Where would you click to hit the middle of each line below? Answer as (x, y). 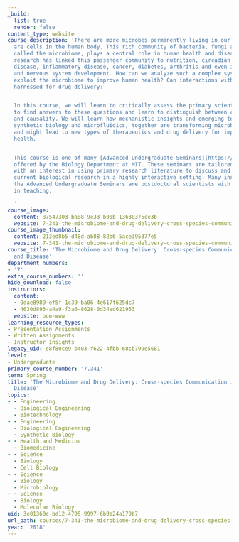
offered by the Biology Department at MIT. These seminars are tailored (124, 164)
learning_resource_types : (46, 323)
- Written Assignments (41, 336)
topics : (19, 395)
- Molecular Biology (44, 508)
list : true (30, 21)
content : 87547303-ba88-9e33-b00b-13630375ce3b (86, 217)
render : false (34, 27)
